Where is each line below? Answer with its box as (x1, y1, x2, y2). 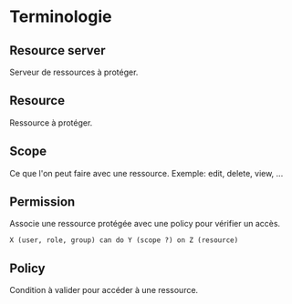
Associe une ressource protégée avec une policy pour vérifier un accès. (9, 218, 281, 229)
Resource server (9, 43, 107, 58)
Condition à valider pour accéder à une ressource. (9, 285, 199, 296)
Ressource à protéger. (9, 117, 93, 128)
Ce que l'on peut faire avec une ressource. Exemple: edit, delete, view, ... (9, 167, 284, 178)
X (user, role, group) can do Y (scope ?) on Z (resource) (9, 236, 239, 245)
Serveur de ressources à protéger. (9, 66, 139, 77)
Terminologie (9, 6, 112, 27)
